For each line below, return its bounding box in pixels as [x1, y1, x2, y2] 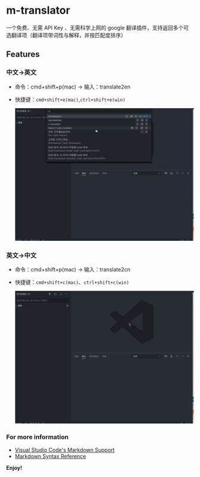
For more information [6, 433, 69, 441]
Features [6, 49, 40, 60]
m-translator [6, 4, 70, 17]
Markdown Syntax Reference [14, 452, 86, 460]
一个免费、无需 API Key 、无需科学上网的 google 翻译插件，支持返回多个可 [6, 24, 189, 31]
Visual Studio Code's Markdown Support [14, 447, 115, 454]
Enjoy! [6, 464, 23, 472]
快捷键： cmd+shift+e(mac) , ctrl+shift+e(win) [14, 96, 126, 103]
